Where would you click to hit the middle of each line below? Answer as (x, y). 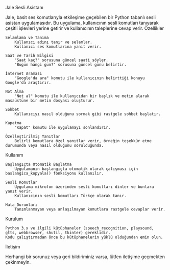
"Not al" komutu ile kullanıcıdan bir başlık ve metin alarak (82, 96)
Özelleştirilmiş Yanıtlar (33, 137)
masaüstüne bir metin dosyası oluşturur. (50, 101)
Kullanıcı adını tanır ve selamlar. (54, 42)
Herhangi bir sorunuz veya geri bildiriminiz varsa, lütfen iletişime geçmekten (85, 257)
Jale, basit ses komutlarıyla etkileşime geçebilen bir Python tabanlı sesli (80, 17)
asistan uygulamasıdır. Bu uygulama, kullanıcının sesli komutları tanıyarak (82, 23)
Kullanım (14, 155)
